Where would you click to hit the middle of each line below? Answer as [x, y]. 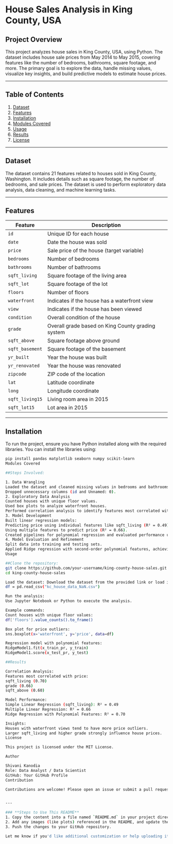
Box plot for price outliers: [38, 629]
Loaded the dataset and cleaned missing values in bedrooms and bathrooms [87, 487]
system [56, 332]
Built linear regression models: [41, 520]
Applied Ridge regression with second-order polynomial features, [78, 549]
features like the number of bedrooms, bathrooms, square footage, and [81, 63]
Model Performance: [26, 700]
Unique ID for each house [78, 234]
